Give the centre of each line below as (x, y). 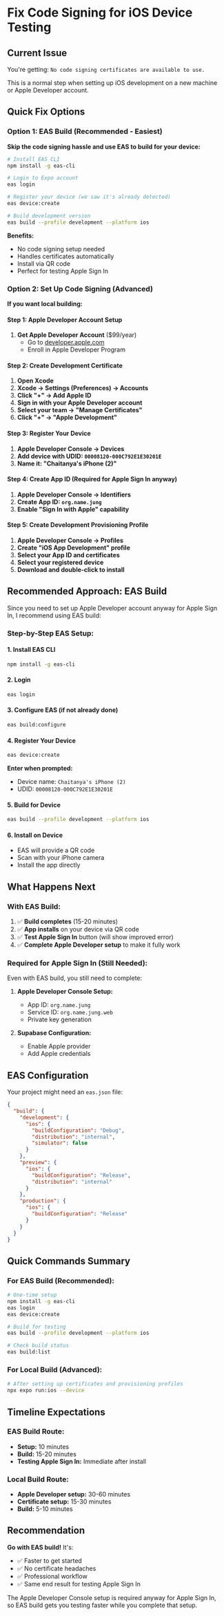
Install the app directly (49, 865)
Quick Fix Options (46, 112)
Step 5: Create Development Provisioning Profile (78, 525)
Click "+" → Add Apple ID (54, 396)
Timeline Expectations (56, 1412)
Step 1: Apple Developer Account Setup (65, 320)
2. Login (19, 680)
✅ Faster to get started (50, 1560)
